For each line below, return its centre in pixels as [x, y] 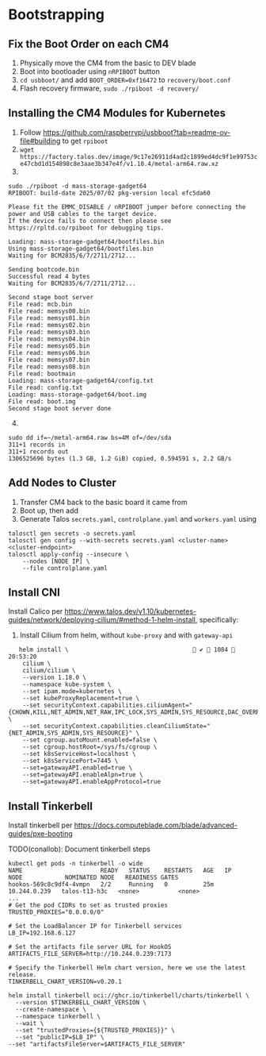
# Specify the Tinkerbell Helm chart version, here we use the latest [127, 968]
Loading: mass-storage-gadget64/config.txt [81, 380]
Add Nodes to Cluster [62, 483]
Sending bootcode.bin [44, 269]
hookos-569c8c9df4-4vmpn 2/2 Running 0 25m [111, 884]
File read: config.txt [46, 387]
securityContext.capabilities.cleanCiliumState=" [127, 726]
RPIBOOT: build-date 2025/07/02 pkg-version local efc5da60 [110, 193]
